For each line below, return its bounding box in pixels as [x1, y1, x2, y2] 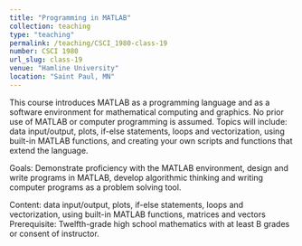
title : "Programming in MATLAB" [9, 13, 131, 23]
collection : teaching [9, 22, 91, 31]
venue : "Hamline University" [9, 64, 119, 73]
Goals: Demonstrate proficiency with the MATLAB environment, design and [9, 162, 289, 173]
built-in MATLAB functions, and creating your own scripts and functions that [9, 135, 293, 146]
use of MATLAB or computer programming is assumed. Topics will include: [9, 116, 288, 127]
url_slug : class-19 [9, 55, 83, 64]
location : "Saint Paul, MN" [9, 72, 116, 81]
